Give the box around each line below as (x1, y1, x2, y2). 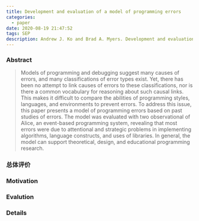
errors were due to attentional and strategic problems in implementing (20, 126, 191, 133)
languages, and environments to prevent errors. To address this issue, (20, 101, 192, 108)
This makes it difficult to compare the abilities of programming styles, (20, 94, 190, 101)
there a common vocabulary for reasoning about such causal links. (20, 88, 184, 95)
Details (6, 209, 27, 217)
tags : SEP (6, 31, 31, 37)
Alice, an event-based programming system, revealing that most (20, 120, 178, 127)
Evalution (6, 193, 34, 201)
